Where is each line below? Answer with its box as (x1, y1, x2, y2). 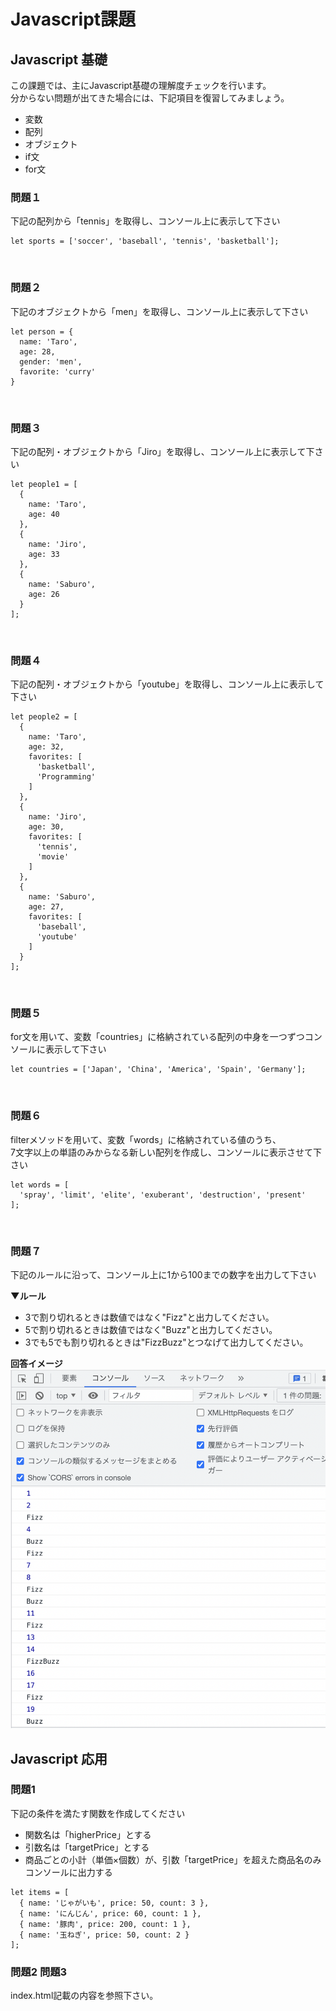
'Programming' (36, 772, 97, 782)
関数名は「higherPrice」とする (24, 1828, 152, 1840)
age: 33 (28, 549, 60, 559)
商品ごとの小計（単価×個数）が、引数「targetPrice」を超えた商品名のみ (24, 1853, 322, 1865)
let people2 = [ (10, 712, 78, 722)
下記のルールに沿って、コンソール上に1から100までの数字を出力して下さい (10, 1269, 317, 1281)
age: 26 (28, 589, 60, 599)
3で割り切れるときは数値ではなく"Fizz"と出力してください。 (24, 1311, 275, 1324)
